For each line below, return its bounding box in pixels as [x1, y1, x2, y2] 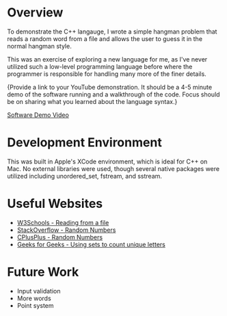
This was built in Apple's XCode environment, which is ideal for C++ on [7, 157, 208, 166]
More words [16, 294, 51, 302]
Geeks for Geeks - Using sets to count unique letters [16, 240, 165, 248]
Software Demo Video [7, 111, 70, 119]
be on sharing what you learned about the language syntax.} [7, 97, 178, 105]
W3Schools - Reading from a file [16, 218, 109, 226]
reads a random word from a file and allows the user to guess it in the [7, 34, 203, 42]
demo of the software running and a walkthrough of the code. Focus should [7, 90, 220, 98]
